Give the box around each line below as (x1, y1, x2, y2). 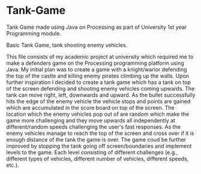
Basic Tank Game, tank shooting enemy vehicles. (6, 41, 128, 49)
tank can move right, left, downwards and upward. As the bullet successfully (6, 91, 196, 98)
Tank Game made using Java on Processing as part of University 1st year (6, 23, 187, 31)
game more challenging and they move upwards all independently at (6, 116, 176, 124)
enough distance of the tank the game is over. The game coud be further (6, 136, 187, 143)
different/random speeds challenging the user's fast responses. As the (6, 123, 181, 130)
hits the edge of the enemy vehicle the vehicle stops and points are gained (6, 97, 191, 105)
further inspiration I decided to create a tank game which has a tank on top (6, 79, 191, 86)
